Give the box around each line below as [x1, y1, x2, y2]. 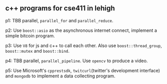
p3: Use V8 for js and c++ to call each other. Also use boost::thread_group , [5, 43, 162, 49]
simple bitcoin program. [5, 32, 55, 38]
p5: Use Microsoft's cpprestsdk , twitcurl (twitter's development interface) [5, 67, 160, 73]
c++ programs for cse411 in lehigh [5, 4, 116, 13]
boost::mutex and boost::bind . [5, 48, 70, 54]
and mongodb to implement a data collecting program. [5, 73, 116, 79]
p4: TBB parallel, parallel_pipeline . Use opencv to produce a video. [5, 58, 148, 64]
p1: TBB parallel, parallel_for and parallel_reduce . [5, 17, 114, 23]
